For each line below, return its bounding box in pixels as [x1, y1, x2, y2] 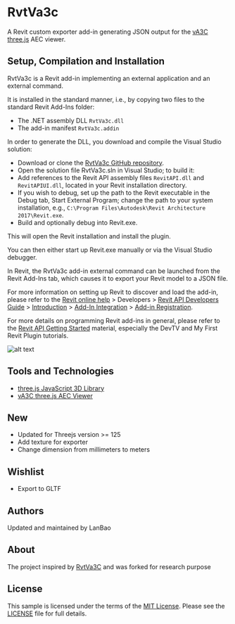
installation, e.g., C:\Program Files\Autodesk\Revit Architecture [17, 203, 206, 212]
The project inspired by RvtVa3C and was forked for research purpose [7, 562, 211, 571]
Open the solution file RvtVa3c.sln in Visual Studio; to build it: [17, 166, 195, 174]
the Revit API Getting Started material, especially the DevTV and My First [7, 324, 218, 332]
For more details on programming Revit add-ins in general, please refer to [7, 316, 220, 324]
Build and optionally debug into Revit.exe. [17, 218, 138, 227]
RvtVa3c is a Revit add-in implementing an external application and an [7, 74, 210, 82]
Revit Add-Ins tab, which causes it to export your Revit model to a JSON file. [7, 274, 229, 282]
